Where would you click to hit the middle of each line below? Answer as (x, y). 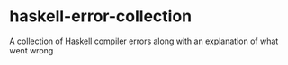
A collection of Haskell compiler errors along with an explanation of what (144, 41)
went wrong (31, 50)
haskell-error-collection (101, 16)
